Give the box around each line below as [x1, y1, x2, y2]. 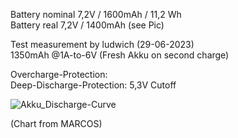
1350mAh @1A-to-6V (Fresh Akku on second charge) [10, 49, 230, 61]
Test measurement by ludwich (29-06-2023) [10, 39, 195, 50]
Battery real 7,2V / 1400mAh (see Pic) [10, 19, 165, 31]
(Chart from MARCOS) [10, 118, 103, 129]
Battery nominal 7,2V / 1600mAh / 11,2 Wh [10, 9, 182, 20]
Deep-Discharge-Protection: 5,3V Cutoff [10, 79, 177, 91]
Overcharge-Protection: [10, 69, 108, 80]
